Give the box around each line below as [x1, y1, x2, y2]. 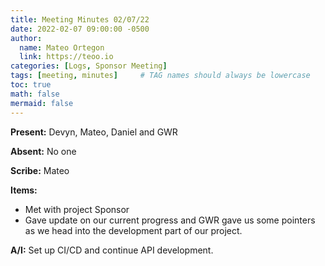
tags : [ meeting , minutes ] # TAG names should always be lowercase [10, 71, 311, 81]
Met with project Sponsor [24, 203, 130, 215]
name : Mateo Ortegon [19, 42, 105, 53]
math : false [10, 89, 60, 99]
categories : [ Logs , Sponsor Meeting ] [10, 61, 168, 71]
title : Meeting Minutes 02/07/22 [10, 14, 150, 25]
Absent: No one [10, 145, 77, 157]
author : [10, 33, 43, 43]
